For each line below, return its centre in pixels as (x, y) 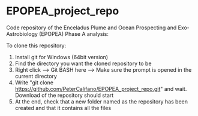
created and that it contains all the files (63, 108)
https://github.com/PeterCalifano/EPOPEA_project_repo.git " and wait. (101, 88)
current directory (36, 76)
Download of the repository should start (64, 95)
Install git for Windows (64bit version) (61, 57)
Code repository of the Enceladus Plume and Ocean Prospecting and (91, 28)
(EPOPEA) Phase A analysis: (74, 33)
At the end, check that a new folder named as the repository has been (101, 101)
